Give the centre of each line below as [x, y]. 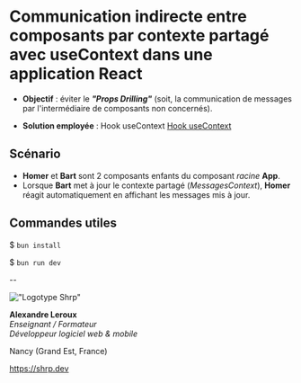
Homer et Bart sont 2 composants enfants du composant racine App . [151, 175]
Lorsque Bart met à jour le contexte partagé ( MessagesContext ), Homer [156, 185]
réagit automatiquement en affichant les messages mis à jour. [136, 194]
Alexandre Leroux [44, 314]
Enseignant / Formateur [53, 324]
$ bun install [35, 245]
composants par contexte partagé [139, 36]
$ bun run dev [35, 262]
